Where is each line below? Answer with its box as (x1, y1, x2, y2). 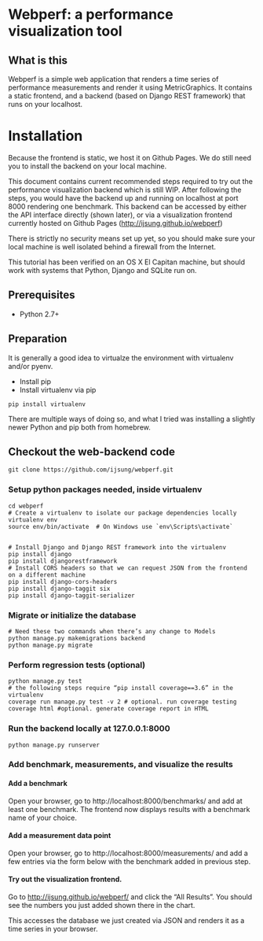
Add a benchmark (8, 779, 68, 788)
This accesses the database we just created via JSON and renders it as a (8, 916, 245, 925)
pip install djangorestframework (8, 557, 118, 565)
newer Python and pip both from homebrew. (8, 423, 152, 432)
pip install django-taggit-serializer (8, 592, 135, 600)
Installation (8, 127, 83, 145)
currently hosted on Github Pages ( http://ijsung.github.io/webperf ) (8, 218, 223, 227)
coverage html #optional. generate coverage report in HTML (8, 705, 210, 713)
